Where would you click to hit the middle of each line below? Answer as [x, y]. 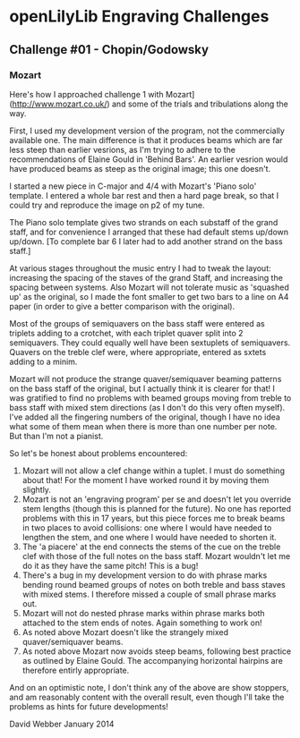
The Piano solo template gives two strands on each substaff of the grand [144, 222]
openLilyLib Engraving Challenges [139, 17]
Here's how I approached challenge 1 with [86, 94]
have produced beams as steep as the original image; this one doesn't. [140, 168]
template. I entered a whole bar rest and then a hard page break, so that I [144, 195]
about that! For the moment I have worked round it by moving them [146, 479]
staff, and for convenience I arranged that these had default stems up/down [149, 232]
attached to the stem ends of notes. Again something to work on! [142, 623]
